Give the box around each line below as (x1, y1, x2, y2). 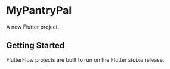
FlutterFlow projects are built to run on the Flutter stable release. (6, 56, 165, 63)
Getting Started (6, 40, 65, 51)
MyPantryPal (6, 4, 72, 17)
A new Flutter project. (6, 23, 60, 30)
